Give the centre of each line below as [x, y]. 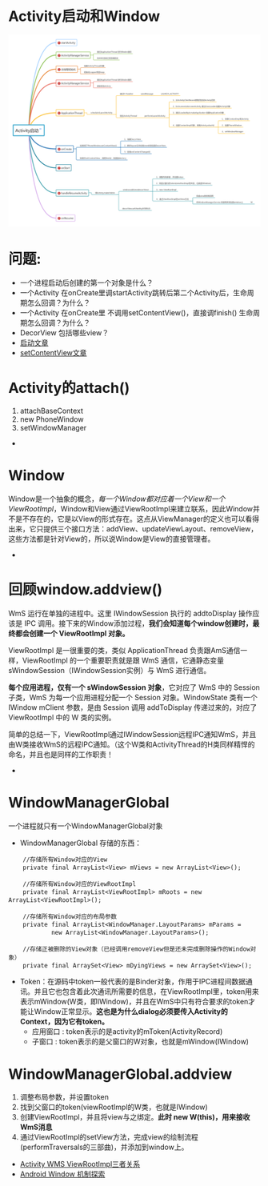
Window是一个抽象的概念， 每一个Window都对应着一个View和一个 [117, 499]
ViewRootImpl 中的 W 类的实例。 [62, 717]
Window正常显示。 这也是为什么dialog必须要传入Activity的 [131, 1011]
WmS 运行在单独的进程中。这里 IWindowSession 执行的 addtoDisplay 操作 [131, 613]
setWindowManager [53, 427]
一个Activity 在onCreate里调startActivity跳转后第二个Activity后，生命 [134, 292]
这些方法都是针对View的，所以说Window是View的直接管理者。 [112, 539]
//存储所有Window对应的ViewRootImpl [80, 884]
